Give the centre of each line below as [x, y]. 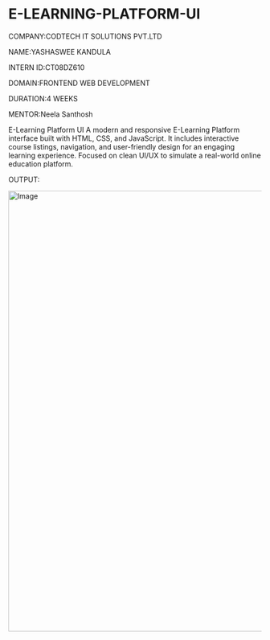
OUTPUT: [24, 179]
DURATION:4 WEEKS [43, 98]
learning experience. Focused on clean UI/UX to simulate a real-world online [135, 155]
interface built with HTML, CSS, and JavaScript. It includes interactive [124, 138]
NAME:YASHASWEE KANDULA [59, 51]
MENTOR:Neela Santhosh [51, 114]
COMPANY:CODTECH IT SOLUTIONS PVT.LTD [85, 36]
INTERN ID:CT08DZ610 [47, 67]
